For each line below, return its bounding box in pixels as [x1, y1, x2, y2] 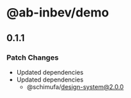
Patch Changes [6, 53, 59, 62]
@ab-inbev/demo [6, 5, 110, 21]
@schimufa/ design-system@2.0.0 [26, 82, 124, 90]
